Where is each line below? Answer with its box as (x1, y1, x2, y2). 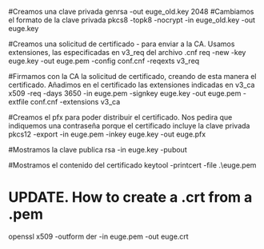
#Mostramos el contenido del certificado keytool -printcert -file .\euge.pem (8, 160, 257, 170)
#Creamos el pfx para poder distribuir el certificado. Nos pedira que (8, 113, 233, 122)
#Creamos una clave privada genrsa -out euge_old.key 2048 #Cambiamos (8, 7, 254, 16)
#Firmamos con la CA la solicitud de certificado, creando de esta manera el (8, 72, 257, 81)
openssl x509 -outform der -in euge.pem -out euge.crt (8, 231, 190, 241)
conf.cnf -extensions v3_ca (30, 97, 121, 106)
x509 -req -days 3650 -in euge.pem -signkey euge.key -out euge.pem (8, 89, 242, 98)
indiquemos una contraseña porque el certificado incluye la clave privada (8, 121, 250, 130)
